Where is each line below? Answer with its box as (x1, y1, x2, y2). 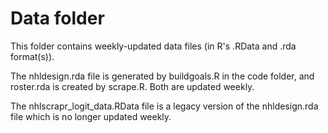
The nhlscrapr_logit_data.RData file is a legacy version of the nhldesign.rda (10, 100, 319, 112)
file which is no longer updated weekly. (10, 110, 172, 122)
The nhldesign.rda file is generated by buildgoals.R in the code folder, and (10, 70, 315, 82)
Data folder (10, 7, 105, 30)
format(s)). (10, 50, 55, 62)
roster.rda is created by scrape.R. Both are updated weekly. (10, 80, 255, 92)
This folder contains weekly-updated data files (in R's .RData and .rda (10, 40, 297, 52)
